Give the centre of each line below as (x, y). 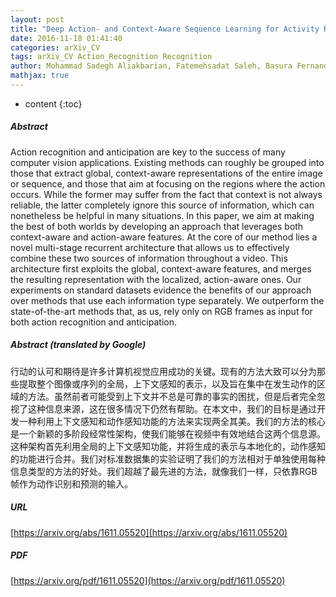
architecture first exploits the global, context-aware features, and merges (161, 268)
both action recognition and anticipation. (93, 322)
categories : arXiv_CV (55, 47)
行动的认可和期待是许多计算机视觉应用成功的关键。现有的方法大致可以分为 (163, 371)
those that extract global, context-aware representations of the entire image (166, 173)
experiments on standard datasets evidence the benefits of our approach (161, 290)
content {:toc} (53, 103)
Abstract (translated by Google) (78, 345)
